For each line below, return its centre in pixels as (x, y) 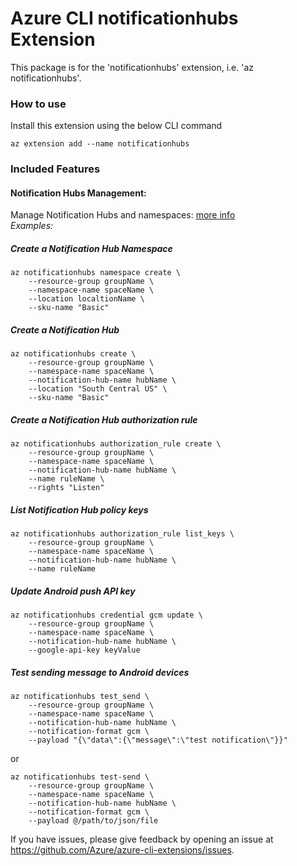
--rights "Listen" (66, 488)
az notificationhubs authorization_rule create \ (116, 444)
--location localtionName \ (86, 299)
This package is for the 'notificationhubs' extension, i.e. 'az (132, 67)
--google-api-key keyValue (84, 650)
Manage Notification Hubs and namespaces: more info (123, 215)
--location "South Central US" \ (98, 389)
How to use (38, 104)
